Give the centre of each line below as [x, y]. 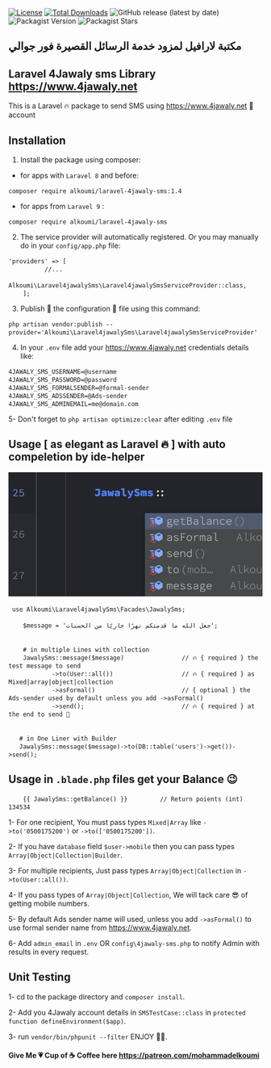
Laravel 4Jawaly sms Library [82, 74]
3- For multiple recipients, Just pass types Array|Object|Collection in [125, 870]
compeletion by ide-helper [77, 457]
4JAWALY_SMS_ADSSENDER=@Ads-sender [68, 396]
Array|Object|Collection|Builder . [65, 855]
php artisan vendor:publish [56, 325]
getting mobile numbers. [49, 903]
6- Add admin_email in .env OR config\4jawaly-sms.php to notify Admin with [134, 943]
